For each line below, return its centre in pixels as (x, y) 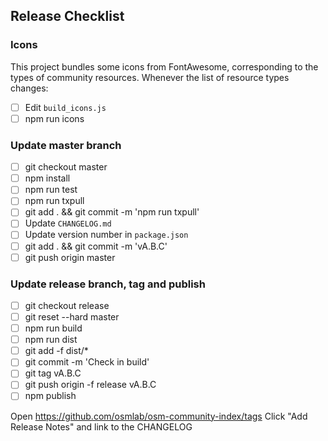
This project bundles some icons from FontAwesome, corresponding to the (164, 66)
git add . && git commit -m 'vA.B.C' (96, 246)
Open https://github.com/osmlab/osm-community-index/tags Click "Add (159, 416)
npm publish (50, 396)
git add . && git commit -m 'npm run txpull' (112, 212)
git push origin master (70, 257)
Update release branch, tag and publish (108, 284)
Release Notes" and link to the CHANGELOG (101, 426)
